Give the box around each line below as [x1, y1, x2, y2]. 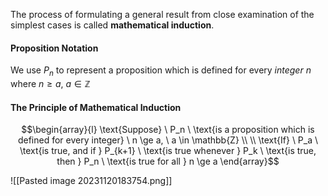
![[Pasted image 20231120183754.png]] [10, 175, 173, 187]
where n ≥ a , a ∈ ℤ [10, 78, 91, 89]
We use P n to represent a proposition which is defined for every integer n [10, 64, 312, 78]
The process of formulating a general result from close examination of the [10, 9, 315, 20]
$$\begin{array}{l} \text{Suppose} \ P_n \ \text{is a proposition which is [21, 124, 315, 136]
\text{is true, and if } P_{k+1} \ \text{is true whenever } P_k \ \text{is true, [19, 145, 317, 157]
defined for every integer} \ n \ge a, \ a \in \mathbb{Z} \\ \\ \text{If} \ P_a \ [17, 134, 319, 146]
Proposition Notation [10, 42, 99, 54]
